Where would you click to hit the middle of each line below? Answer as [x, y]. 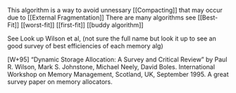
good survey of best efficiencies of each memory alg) [85, 46]
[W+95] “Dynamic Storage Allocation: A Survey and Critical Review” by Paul [117, 59]
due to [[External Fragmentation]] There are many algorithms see [102, 17]
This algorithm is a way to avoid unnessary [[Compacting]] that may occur [115, 10]
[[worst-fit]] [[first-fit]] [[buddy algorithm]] [82, 25]
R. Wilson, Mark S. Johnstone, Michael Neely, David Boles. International [111, 67]
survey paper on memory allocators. [60, 82]
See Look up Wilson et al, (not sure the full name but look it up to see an [112, 38]
